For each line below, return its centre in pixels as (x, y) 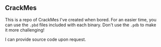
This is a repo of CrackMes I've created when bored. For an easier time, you (81, 19)
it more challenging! (25, 30)
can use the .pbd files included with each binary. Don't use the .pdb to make (80, 25)
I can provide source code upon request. (45, 39)
